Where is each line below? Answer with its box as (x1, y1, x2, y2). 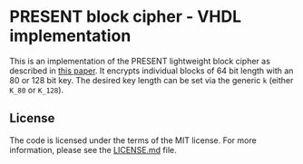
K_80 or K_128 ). (9, 84, 64, 95)
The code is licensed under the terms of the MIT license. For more (9, 134, 257, 146)
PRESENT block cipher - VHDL (9, 6, 242, 27)
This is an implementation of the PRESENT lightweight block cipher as (9, 55, 270, 66)
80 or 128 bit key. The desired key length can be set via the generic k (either (9, 74, 294, 85)
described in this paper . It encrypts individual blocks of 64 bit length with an (9, 65, 294, 76)
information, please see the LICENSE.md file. (9, 144, 177, 155)
